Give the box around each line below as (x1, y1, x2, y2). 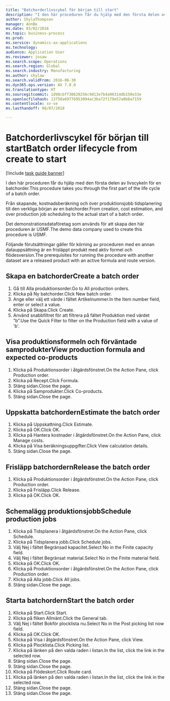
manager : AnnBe (6, 21, 38, 27)
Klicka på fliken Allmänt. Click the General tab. (13, 615, 108, 621)
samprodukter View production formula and (6, 345, 145, 354)
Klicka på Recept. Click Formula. (13, 377, 79, 383)
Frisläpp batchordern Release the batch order (6, 462, 150, 472)
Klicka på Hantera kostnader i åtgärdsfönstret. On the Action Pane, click (13, 432, 161, 438)
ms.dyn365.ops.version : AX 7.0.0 (6, 82, 76, 87)
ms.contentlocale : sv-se (6, 101, 58, 106)
